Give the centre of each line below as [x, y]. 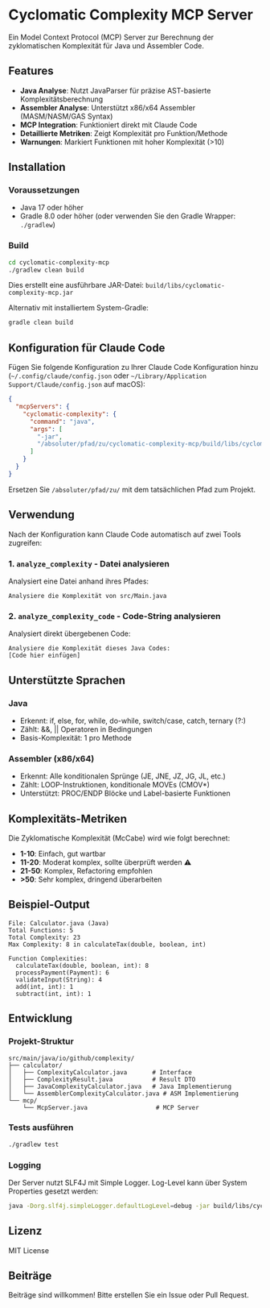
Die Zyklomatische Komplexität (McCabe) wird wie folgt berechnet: [119, 838]
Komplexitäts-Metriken [67, 818]
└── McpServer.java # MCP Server [111, 1107]
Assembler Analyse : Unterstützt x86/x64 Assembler [107, 107]
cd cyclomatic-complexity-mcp [59, 262]
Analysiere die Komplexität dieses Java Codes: [90, 649]
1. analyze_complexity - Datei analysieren [89, 563]
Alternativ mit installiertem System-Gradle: [78, 308]
